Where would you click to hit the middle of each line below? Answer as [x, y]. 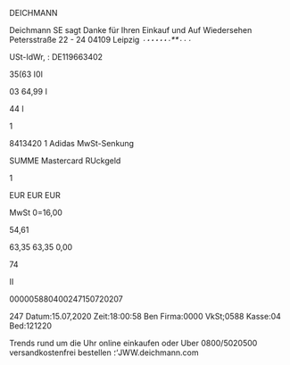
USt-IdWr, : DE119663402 [56, 57]
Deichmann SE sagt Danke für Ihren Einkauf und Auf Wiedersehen [131, 30]
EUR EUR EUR [35, 195]
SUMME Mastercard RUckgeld [65, 161]
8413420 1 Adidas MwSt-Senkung [72, 143]
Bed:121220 [30, 326]
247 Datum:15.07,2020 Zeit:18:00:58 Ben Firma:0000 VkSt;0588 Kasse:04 [145, 316]
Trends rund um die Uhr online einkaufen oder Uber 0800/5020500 [133, 343]
